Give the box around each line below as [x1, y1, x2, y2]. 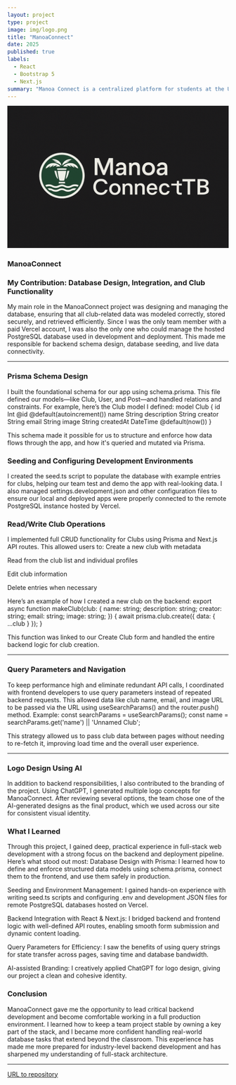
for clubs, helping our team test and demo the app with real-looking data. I [7, 480, 223, 488]
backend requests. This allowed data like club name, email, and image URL [7, 695, 224, 704]
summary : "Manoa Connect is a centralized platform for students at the [7, 85, 225, 93]
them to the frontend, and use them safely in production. [7, 872, 171, 881]
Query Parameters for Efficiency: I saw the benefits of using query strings [7, 943, 221, 952]
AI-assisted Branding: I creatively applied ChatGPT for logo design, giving [7, 964, 221, 973]
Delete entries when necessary [7, 584, 98, 592]
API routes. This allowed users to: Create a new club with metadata [7, 543, 202, 551]
